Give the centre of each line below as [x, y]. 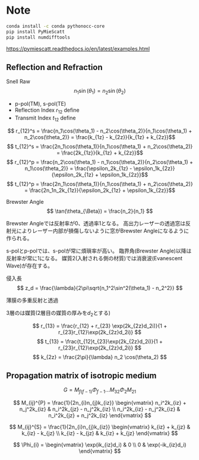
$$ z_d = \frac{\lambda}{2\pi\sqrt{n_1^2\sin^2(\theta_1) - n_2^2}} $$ [100, 288]
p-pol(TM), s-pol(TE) [40, 104]
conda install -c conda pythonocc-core [56, 26]
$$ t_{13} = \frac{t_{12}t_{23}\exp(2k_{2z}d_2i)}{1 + [100, 341]
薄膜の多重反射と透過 [32, 300]
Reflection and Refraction [54, 67]
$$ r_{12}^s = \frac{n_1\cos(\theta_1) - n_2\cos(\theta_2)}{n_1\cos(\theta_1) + [100, 131]
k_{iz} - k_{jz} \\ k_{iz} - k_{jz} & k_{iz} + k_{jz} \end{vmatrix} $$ [100, 433]
